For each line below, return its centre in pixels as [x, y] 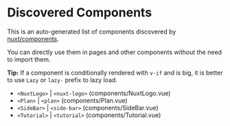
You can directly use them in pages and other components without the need [114, 52]
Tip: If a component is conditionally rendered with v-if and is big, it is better [115, 73]
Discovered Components [80, 13]
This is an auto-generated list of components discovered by [92, 32]
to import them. [29, 59]
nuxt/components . [33, 38]
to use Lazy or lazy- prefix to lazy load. [62, 79]
